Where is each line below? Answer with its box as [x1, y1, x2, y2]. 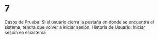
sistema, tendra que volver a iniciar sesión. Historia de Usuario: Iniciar [4, 24, 145, 30]
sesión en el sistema [4, 29, 46, 35]
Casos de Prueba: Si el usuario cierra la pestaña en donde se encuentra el [4, 19, 154, 25]
